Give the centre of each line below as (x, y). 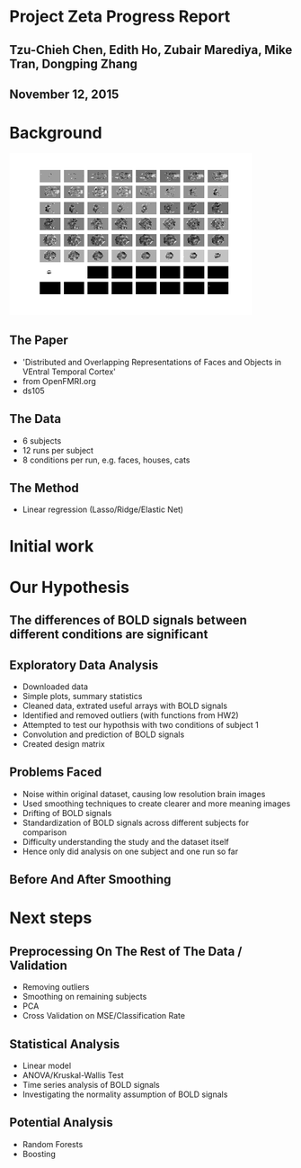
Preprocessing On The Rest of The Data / (126, 951)
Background (56, 133)
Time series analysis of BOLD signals (91, 1084)
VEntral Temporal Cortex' (69, 372)
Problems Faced (56, 773)
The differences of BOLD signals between (128, 620)
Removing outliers (56, 987)
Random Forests (53, 1144)
